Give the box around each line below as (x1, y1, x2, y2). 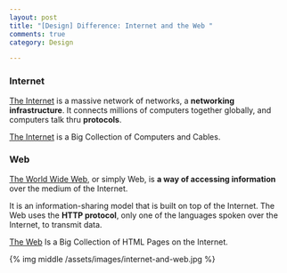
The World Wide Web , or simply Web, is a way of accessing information (9, 173, 276, 184)
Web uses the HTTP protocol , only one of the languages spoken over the (9, 210, 279, 221)
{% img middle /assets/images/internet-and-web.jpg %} (9, 253, 216, 264)
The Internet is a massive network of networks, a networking (9, 95, 234, 106)
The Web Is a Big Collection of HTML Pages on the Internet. (9, 237, 229, 247)
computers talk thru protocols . (9, 114, 122, 124)
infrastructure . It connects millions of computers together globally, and (9, 104, 272, 116)
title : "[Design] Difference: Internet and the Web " (9, 21, 214, 30)
